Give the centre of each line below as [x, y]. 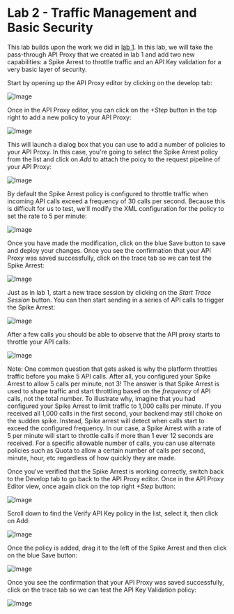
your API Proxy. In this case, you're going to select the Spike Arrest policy [112, 152]
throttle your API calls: [39, 342]
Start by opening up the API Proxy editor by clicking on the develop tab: [110, 82]
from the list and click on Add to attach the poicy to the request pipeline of [114, 159]
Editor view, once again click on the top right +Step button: [92, 486]
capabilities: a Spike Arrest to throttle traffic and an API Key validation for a [114, 61]
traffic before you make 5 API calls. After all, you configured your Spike [109, 376]
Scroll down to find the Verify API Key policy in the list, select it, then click [113, 513]
